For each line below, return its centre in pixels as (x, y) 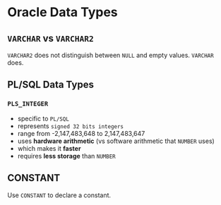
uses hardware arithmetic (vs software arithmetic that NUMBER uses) (116, 141)
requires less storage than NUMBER (66, 156)
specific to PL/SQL (43, 118)
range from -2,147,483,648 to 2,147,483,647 (81, 133)
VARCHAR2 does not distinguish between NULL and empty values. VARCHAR (110, 55)
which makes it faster (49, 148)
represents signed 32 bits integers (71, 126)
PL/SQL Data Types (50, 85)
